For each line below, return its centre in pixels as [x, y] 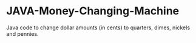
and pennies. [22, 33]
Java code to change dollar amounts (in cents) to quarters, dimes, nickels [98, 27]
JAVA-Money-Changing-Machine [93, 11]
